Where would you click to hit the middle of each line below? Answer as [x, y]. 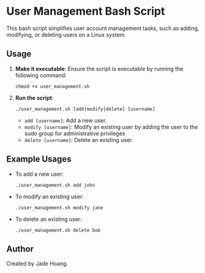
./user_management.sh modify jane [59, 208]
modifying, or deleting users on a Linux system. [66, 34]
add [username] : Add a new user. [65, 120]
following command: [41, 75]
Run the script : [34, 98]
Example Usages [39, 159]
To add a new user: [39, 174]
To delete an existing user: [49, 219]
